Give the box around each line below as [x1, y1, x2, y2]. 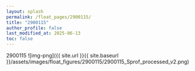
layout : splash [6, 8, 44, 15]
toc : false [6, 36, 33, 42]
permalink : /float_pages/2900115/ [6, 14, 92, 20]
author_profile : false [6, 25, 62, 31]
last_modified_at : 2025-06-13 [6, 31, 81, 36]
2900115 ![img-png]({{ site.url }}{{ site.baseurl [6, 52, 119, 59]
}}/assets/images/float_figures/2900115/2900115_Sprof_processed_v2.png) [6, 58, 190, 65]
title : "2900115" [6, 19, 49, 25]
